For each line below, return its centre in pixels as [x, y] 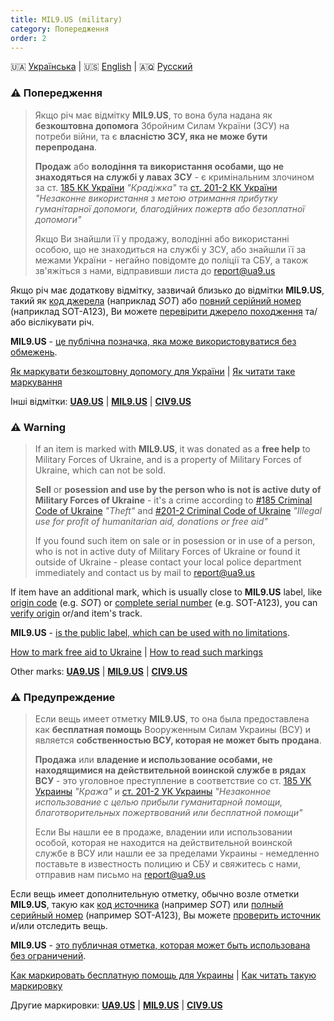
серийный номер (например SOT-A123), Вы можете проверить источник [165, 915]
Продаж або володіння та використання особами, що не [159, 166]
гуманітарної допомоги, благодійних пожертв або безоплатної [169, 208]
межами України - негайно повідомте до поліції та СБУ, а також [171, 260]
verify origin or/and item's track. [76, 613]
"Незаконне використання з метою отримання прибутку [156, 198]
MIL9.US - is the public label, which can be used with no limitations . [150, 632]
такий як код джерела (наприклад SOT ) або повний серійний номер [156, 300]
